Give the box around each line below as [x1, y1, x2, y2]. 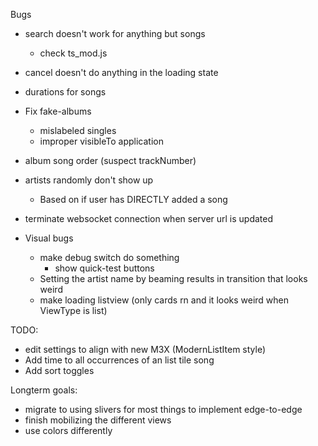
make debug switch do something [39, 252, 180, 263]
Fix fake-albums [24, 105, 92, 117]
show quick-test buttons [54, 262, 155, 274]
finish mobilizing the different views [24, 414, 172, 426]
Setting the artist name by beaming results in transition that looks [39, 273, 308, 284]
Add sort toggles [24, 365, 95, 376]
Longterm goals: [10, 384, 78, 396]
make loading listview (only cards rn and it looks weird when [39, 294, 290, 306]
